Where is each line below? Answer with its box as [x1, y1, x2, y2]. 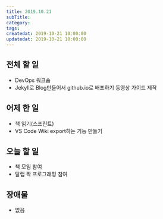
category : [6, 20, 31, 26]
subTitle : [6, 14, 31, 20]
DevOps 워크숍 [14, 77, 51, 84]
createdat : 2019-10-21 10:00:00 [6, 31, 86, 37]
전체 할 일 [6, 60, 39, 70]
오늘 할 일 [6, 147, 39, 157]
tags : [6, 25, 20, 31]
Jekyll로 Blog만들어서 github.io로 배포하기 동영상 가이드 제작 [14, 84, 157, 91]
